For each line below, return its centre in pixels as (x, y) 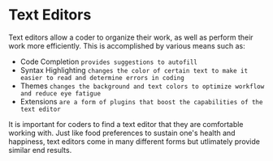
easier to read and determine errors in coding (102, 78)
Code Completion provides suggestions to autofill (108, 61)
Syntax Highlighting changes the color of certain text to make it (134, 70)
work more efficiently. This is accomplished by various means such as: (127, 45)
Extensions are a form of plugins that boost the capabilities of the (141, 101)
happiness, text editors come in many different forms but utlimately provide (134, 141)
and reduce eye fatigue (61, 93)
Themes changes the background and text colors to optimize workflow (142, 86)
